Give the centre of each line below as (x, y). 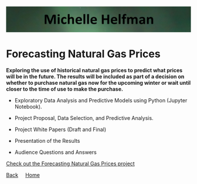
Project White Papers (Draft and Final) (60, 129)
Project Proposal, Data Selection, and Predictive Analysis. (84, 118)
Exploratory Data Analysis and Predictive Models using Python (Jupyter (101, 100)
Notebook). (28, 106)
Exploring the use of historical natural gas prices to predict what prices (94, 70)
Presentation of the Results (47, 140)
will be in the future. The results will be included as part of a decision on (95, 76)
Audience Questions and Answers (55, 152)
